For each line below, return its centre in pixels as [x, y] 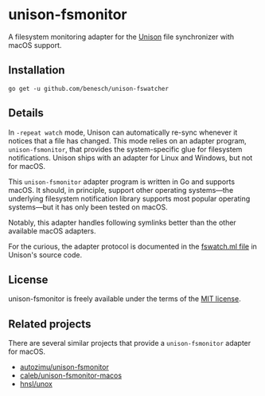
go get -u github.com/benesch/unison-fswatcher [89, 88]
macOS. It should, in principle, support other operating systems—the [121, 190]
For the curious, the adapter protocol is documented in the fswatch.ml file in [132, 246]
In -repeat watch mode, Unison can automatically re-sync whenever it [123, 132]
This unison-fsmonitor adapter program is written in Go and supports [122, 182]
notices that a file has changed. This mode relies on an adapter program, [127, 140]
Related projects [50, 324]
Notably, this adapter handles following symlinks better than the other [122, 222]
